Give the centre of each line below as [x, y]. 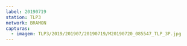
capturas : [18, 28]
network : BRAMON [26, 23]
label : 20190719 [26, 12]
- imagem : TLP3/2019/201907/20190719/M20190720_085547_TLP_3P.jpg [96, 34]
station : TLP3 [24, 17]
